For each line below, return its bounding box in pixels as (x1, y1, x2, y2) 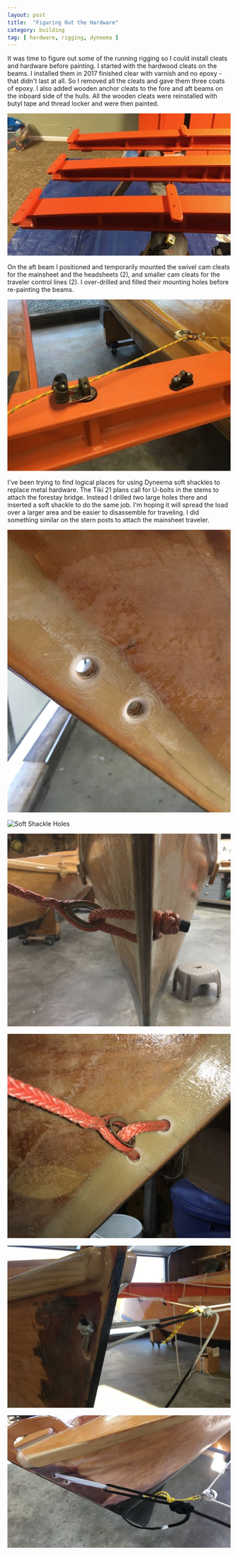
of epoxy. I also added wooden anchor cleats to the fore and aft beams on (7, 84, 223, 93)
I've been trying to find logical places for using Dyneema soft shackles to (7, 478, 221, 486)
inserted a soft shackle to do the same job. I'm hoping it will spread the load (7, 500, 228, 509)
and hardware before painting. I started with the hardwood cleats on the (7, 62, 217, 70)
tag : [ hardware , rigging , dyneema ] (7, 34, 119, 41)
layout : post (7, 11, 46, 18)
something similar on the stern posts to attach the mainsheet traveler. (7, 515, 210, 524)
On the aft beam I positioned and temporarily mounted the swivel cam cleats (7, 263, 230, 271)
